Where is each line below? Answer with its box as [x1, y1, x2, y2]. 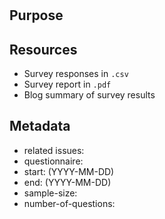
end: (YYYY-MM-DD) [23, 176, 112, 188]
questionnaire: [23, 155, 84, 167]
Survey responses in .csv [23, 68, 129, 79]
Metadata [9, 118, 71, 135]
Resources [9, 41, 78, 58]
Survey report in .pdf [23, 78, 112, 90]
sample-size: [23, 187, 78, 199]
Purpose [9, 7, 64, 24]
